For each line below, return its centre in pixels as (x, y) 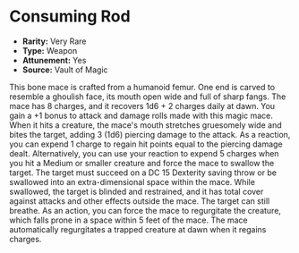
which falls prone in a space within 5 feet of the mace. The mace (128, 220)
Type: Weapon (50, 50)
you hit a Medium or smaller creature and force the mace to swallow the (142, 163)
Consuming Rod (70, 17)
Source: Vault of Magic (65, 70)
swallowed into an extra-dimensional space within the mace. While (132, 181)
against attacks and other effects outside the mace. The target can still (140, 201)
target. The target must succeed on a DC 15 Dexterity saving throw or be (143, 173)
